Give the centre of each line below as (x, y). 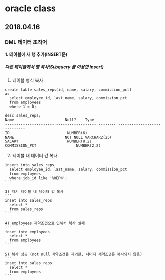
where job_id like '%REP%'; (39, 178)
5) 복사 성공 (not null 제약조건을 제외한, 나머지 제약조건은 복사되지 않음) (74, 255)
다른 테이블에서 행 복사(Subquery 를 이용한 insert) (55, 67)
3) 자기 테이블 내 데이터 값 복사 (34, 192)
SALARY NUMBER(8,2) (49, 141)
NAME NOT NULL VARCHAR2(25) (58, 137)
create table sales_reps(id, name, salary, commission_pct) (69, 90)
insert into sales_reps (30, 165)
